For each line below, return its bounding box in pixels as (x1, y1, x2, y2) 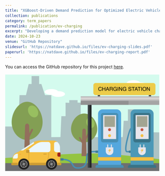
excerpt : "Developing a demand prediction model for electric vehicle (5, 29, 153, 34)
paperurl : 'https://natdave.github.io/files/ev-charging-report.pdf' (5, 49, 151, 54)
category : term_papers (5, 18, 52, 23)
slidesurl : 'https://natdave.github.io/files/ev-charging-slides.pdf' (5, 44, 153, 49)
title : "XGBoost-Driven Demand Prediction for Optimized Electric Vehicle (5, 8, 162, 13)
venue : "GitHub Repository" (5, 39, 63, 44)
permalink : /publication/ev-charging (5, 24, 82, 29)
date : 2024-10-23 (5, 34, 41, 39)
